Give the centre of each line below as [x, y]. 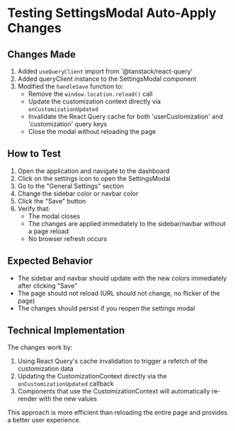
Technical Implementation [66, 331]
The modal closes [54, 216]
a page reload [48, 231]
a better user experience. [44, 420]
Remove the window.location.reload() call [91, 94]
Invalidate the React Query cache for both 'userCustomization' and [125, 116]
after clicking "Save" [47, 286]
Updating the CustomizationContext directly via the [92, 376]
